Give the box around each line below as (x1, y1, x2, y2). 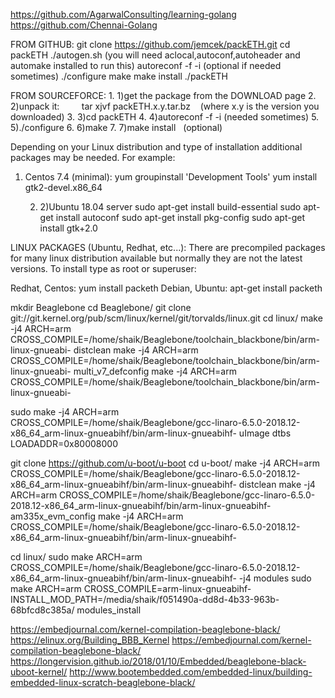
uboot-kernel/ (10, 666, 68, 678)
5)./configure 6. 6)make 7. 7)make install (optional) (10, 122, 223, 133)
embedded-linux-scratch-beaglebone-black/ (10, 677, 196, 688)
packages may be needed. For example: (10, 152, 176, 163)
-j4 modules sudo (238, 572, 312, 584)
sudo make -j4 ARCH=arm (10, 406, 120, 418)
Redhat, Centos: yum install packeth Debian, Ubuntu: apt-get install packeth (10, 282, 323, 294)
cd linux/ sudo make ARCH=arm (10, 551, 143, 563)
